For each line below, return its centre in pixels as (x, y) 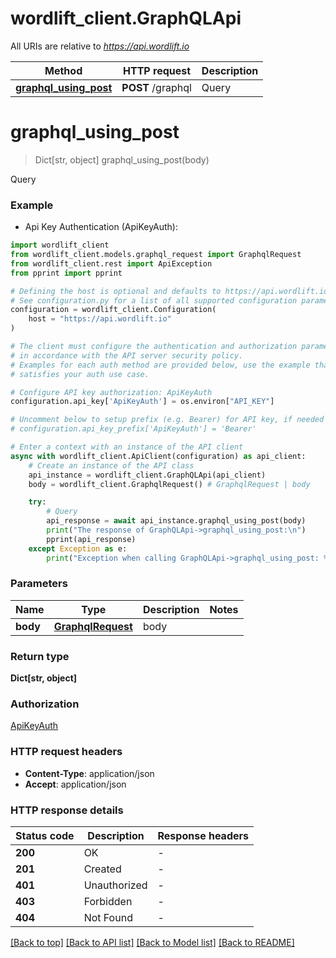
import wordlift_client (60, 245)
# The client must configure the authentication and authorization (154, 347)
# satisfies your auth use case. (80, 374)
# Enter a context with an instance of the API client (127, 447)
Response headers (203, 836)
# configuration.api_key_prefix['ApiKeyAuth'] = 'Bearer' (133, 429)
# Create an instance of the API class (111, 465)
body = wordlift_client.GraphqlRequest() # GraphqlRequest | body (169, 484)
